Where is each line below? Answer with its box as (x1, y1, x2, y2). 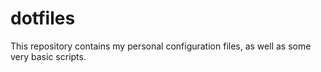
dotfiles (10, 7, 76, 30)
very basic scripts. (10, 50, 87, 62)
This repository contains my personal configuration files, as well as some (10, 40, 312, 52)
